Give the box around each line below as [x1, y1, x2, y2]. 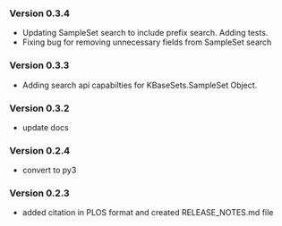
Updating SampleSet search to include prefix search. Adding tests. [21, 28, 269, 38]
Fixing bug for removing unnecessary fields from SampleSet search [21, 37, 272, 47]
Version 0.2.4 [9, 144, 71, 156]
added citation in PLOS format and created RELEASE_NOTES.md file [21, 207, 274, 218]
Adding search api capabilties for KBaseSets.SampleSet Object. [21, 80, 258, 90]
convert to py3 [21, 164, 77, 176]
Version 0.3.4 [9, 7, 70, 20]
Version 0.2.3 [9, 187, 70, 199]
